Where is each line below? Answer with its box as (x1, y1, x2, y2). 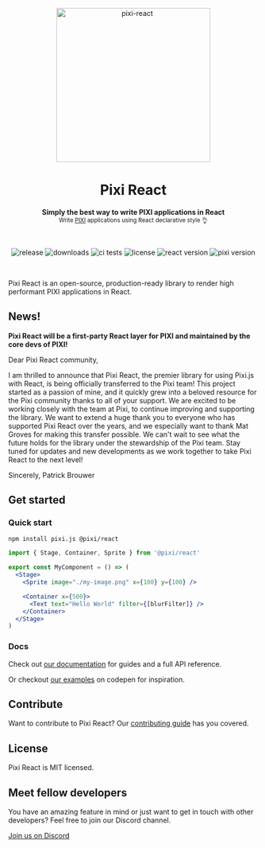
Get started (8, 493, 66, 507)
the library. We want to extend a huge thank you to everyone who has (8, 412, 236, 422)
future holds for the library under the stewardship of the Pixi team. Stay (8, 438, 240, 447)
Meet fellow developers (8, 786, 128, 799)
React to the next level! (8, 454, 83, 465)
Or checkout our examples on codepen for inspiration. (8, 675, 185, 684)
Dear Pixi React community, (8, 355, 99, 364)
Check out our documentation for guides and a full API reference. (8, 659, 222, 668)
